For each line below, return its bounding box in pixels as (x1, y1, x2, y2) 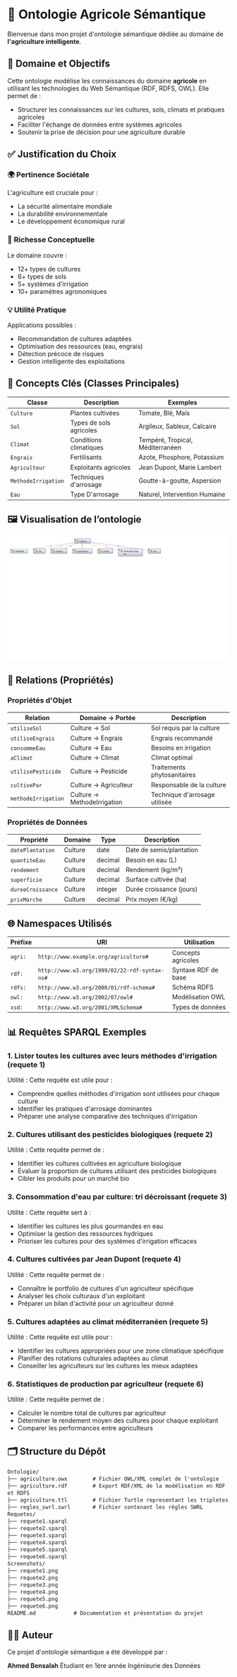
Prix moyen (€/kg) (126, 895, 178, 903)
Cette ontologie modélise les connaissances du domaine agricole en (7, 76, 207, 85)
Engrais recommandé (151, 734, 213, 742)
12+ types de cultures (17, 264, 81, 273)
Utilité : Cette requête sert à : (7, 1208, 92, 1216)
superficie (10, 876, 42, 884)
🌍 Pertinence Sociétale (7, 170, 90, 180)
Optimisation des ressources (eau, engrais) (17, 342, 143, 351)
